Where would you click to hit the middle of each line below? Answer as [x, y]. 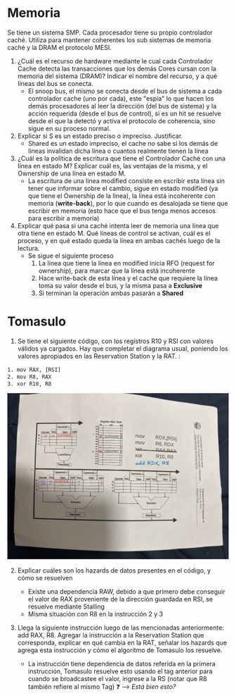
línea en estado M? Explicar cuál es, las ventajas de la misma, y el [112, 166]
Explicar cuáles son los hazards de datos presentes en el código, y [114, 571]
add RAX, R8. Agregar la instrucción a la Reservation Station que [111, 635]
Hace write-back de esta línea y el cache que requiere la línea [128, 278]
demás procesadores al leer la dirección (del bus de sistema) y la [122, 106]
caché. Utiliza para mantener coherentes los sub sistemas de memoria [109, 39]
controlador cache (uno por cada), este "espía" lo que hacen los [121, 98]
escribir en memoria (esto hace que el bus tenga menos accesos [122, 211]
